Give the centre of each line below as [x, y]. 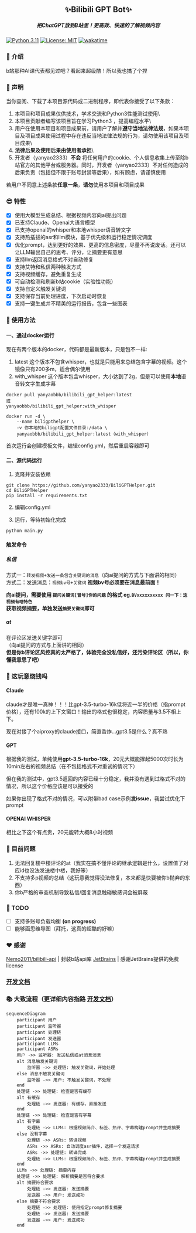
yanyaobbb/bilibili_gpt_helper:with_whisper [61, 406]
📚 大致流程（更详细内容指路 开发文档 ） [62, 999]
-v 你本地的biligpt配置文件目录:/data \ [62, 428]
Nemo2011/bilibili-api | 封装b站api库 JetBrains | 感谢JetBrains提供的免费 [93, 959]
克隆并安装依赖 [32, 474]
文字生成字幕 [40, 384]
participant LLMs [38, 1044]
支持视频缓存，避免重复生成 [48, 274]
